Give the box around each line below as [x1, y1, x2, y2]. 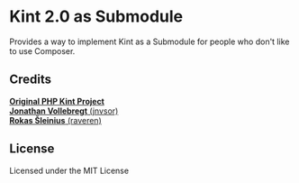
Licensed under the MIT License [9, 165, 129, 176]
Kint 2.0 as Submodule [9, 6, 183, 27]
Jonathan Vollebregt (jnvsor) [9, 105, 119, 116]
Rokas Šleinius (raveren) [9, 114, 102, 125]
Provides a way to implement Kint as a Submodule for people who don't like [9, 36, 290, 47]
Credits [9, 72, 52, 87]
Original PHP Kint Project [9, 96, 105, 106]
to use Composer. [9, 45, 76, 56]
